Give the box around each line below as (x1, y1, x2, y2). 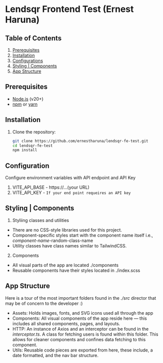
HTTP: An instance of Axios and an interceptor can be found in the (12, 326, 149, 332)
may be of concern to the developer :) (5, 300, 83, 306)
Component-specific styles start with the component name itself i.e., (12, 232, 153, 238)
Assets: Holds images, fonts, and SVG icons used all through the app (12, 310, 153, 316)
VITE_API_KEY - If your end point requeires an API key (12, 190, 131, 196)
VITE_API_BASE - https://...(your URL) (12, 184, 89, 190)
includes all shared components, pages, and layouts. (12, 320, 120, 327)
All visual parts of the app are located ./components (12, 262, 119, 268)
